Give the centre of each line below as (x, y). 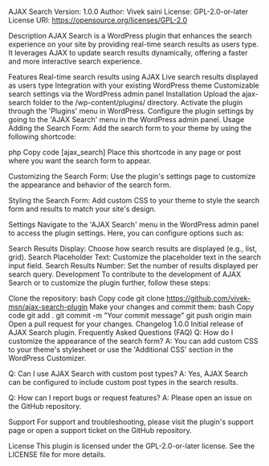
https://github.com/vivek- (209, 298)
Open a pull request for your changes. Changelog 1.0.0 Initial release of (126, 324)
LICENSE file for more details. (57, 454)
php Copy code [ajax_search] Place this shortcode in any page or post (125, 152)
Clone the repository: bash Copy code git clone (87, 298)
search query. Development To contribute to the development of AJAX (125, 274)
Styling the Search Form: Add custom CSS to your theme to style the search (134, 200)
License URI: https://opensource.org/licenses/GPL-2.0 (98, 20)
